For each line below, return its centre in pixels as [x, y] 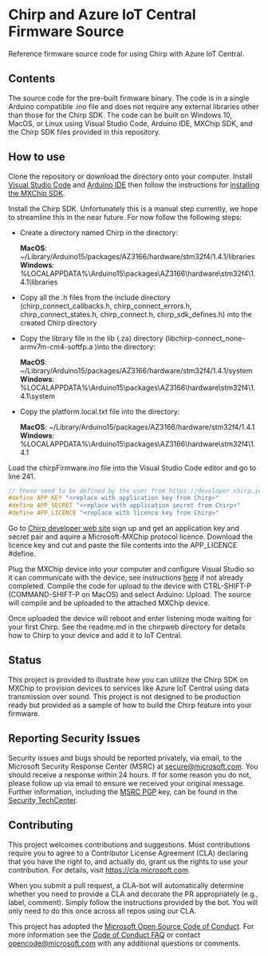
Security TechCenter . [43, 800]
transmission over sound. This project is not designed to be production [124, 696]
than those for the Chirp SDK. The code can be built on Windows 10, [120, 115]
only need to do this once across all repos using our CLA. [102, 911]
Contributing [41, 826]
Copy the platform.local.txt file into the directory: [100, 411]
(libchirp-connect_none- [205, 338]
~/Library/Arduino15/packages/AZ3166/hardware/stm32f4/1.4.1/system [136, 370]
